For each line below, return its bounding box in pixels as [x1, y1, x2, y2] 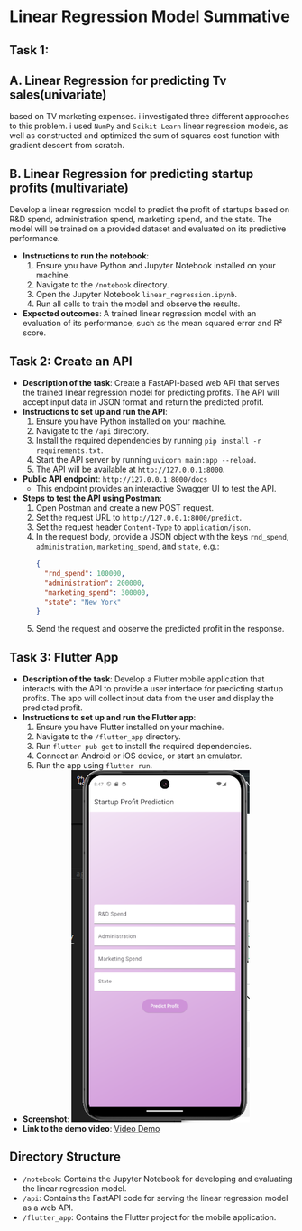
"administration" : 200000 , [43, 578, 146, 587]
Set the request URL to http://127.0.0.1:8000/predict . [35, 512, 243, 523]
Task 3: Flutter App [9, 649, 119, 665]
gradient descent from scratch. [9, 140, 124, 151]
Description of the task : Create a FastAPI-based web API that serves [22, 378, 280, 389]
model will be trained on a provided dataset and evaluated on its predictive [9, 223, 287, 234]
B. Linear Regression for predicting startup [9, 165, 254, 182]
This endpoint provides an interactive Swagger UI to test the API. [35, 484, 277, 494]
